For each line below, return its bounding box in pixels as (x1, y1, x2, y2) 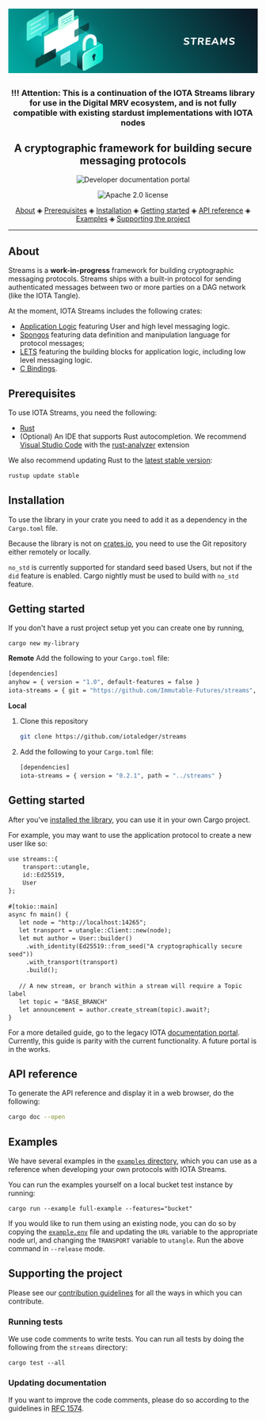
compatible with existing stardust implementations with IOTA (13, 107, 253, 118)
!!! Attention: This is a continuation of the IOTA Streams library (10, 87, 256, 98)
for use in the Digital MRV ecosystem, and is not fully (28, 97, 237, 108)
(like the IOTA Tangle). (8, 291, 81, 301)
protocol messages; (19, 339, 85, 348)
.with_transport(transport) (25, 958, 119, 966)
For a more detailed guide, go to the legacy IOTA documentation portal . (8, 1027, 240, 1037)
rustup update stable (8, 471, 80, 479)
